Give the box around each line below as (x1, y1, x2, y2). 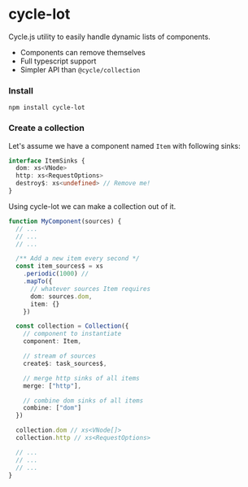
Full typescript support (20, 56, 97, 66)
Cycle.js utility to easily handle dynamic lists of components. (8, 32, 211, 41)
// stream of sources (23, 352, 96, 360)
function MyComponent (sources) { (8, 217, 122, 225)
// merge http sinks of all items (23, 374, 140, 382)
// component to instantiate (23, 330, 122, 338)
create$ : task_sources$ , (23, 359, 107, 367)
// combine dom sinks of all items (23, 396, 144, 405)
